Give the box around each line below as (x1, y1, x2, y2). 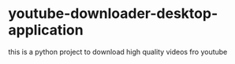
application (8, 21, 84, 39)
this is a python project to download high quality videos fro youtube (8, 47, 228, 56)
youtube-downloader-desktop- (8, 5, 218, 23)
